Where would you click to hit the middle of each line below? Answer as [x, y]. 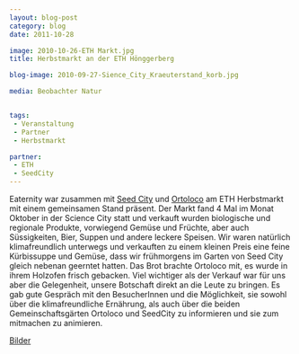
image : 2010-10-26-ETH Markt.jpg [72, 50]
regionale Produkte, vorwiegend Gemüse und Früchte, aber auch [129, 227]
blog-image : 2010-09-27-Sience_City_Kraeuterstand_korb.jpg [124, 75]
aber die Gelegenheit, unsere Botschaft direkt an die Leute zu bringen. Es [145, 285]
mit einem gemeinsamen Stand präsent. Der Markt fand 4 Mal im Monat [141, 208]
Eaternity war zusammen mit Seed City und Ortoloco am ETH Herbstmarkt [147, 199]
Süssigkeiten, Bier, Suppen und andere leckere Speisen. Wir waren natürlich [150, 237]
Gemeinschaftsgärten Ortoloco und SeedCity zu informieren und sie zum [144, 314]
